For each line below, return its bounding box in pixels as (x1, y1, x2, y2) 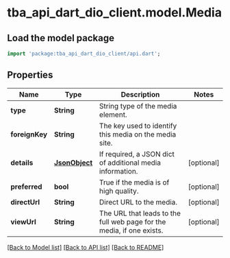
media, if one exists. (99, 225, 164, 235)
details (10, 158, 34, 167)
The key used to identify (99, 121, 177, 130)
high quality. (99, 186, 139, 196)
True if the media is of (99, 177, 170, 187)
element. (99, 110, 128, 119)
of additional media (99, 158, 161, 167)
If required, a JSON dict (99, 149, 175, 159)
